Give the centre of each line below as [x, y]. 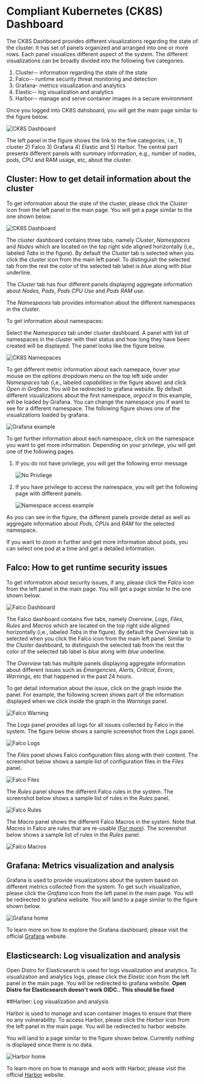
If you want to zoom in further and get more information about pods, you [97, 542]
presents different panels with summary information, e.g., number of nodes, [101, 153]
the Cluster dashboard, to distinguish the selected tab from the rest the [95, 645]
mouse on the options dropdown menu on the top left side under [87, 376]
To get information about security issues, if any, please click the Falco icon [100, 582]
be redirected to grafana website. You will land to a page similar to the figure [102, 900]
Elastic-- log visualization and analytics [64, 92]
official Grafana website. [37, 936]
